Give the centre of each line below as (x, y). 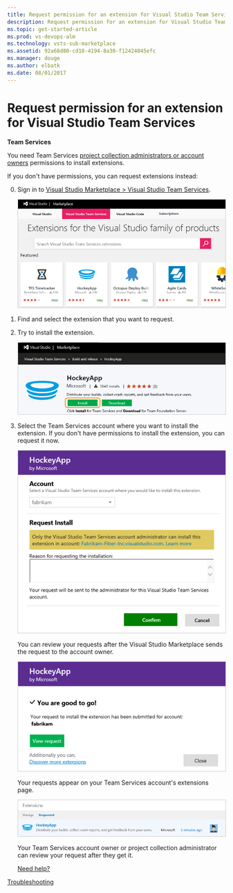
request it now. (38, 440)
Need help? (34, 869)
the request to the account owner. (65, 652)
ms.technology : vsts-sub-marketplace (62, 44)
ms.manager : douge (34, 59)
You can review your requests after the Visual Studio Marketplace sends (120, 645)
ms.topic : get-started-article (52, 29)
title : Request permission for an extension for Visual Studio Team (108, 15)
